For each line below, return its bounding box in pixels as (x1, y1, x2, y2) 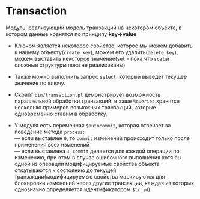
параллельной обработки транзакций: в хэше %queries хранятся (14, 97, 180, 105)
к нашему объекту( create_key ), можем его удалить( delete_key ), (14, 48, 178, 55)
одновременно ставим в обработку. (14, 110, 108, 117)
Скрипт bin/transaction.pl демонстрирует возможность (14, 91, 161, 98)
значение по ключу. (14, 79, 65, 87)
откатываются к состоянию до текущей (14, 167, 117, 174)
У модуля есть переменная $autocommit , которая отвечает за (14, 121, 171, 129)
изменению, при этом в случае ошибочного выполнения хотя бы (14, 153, 182, 161)
